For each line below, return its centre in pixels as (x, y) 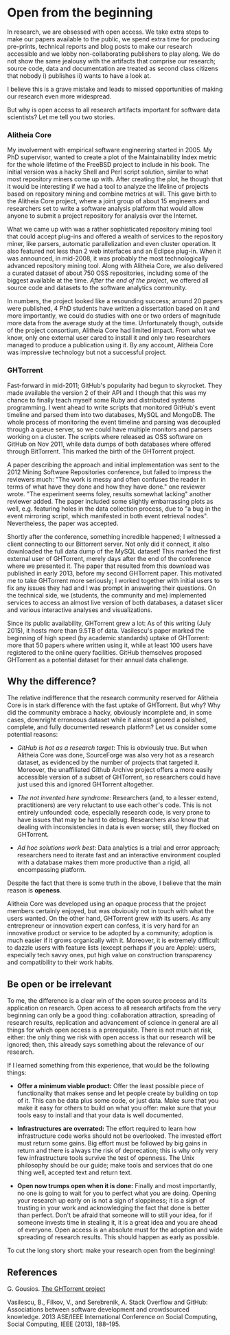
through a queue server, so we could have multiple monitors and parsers (110, 429)
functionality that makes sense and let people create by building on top (117, 1093)
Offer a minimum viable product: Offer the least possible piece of (111, 1086)
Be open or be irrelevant (59, 984)
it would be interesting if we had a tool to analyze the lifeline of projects (108, 187)
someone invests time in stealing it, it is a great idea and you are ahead (117, 1223)
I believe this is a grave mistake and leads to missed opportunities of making (115, 89)
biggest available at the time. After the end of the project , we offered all (108, 281)
